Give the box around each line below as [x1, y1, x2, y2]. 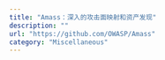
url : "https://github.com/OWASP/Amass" [9, 29, 156, 38]
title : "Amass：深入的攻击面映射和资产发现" [9, 12, 157, 22]
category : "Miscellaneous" [9, 37, 109, 47]
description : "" [9, 21, 69, 30]
